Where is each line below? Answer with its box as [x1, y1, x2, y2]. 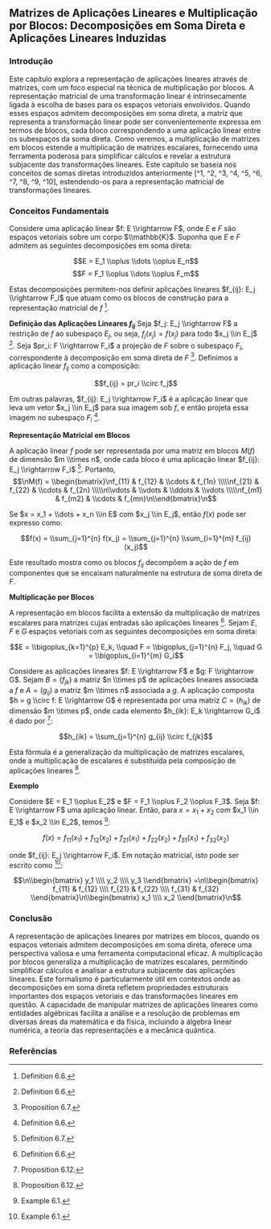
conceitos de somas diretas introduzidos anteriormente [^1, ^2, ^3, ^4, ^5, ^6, [9, 168, 263, 178]
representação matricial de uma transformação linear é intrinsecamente [9, 91, 247, 101]
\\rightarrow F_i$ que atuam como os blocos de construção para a [9, 293, 228, 303]
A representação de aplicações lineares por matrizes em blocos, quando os [9, 931, 260, 941]
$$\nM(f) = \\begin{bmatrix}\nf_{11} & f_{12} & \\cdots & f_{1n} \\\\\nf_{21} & [12, 476, 260, 486]
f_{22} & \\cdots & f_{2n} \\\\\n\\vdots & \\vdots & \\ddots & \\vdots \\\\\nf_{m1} [9, 485, 263, 495]
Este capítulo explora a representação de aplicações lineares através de [9, 74, 248, 84]
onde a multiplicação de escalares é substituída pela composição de [9, 756, 236, 765]
